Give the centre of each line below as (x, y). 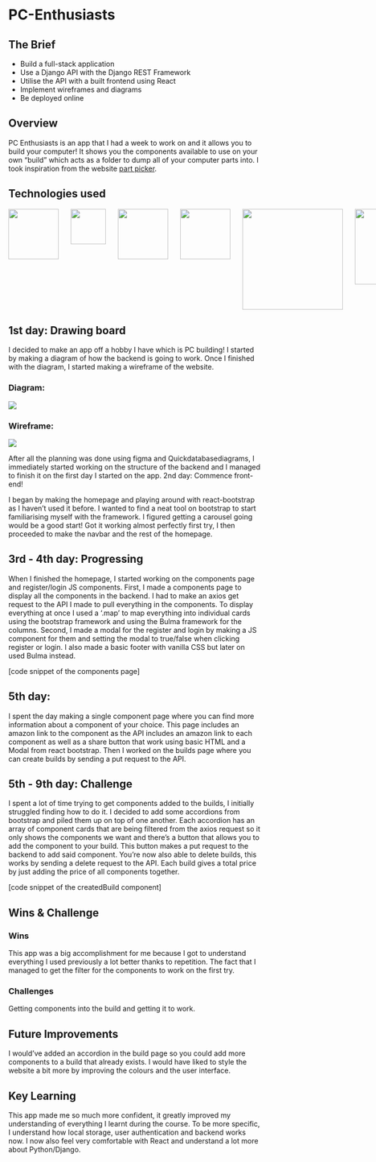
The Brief (32, 45)
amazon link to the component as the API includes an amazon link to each (131, 733)
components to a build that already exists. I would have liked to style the (128, 1062)
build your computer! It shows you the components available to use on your (133, 151)
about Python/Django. (45, 1150)
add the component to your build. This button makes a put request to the (129, 846)
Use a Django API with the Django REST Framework (105, 72)
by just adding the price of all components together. (94, 872)
